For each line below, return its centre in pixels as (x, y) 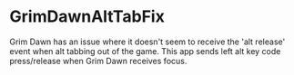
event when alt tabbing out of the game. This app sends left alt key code (145, 51)
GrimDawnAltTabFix (87, 17)
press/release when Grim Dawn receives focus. (98, 61)
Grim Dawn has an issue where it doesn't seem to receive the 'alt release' (147, 42)
